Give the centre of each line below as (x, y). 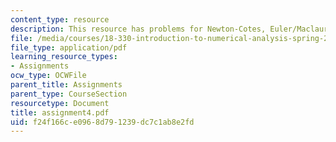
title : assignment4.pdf (60, 112)
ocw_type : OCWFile (48, 76)
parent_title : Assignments (66, 85)
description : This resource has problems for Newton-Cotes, (138, 29)
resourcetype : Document (60, 103)
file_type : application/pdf (69, 47)
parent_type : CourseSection (69, 94)
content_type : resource (60, 19)
